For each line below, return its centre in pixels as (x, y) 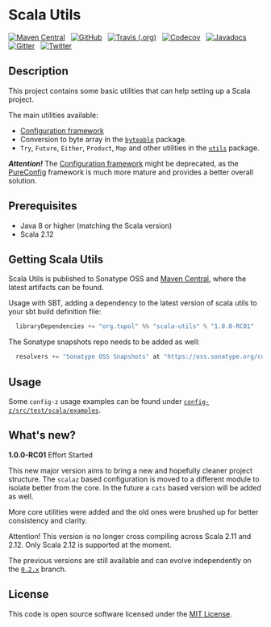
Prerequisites (43, 206)
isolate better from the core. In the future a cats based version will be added (135, 487)
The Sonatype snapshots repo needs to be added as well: (104, 342)
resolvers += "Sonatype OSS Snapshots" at (88, 357)
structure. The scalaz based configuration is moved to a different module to (134, 479)
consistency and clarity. (48, 520)
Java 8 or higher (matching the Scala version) (96, 225)
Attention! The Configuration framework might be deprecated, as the (124, 163)
